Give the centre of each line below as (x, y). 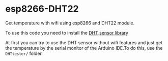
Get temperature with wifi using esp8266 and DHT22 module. (70, 23)
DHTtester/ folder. (24, 53)
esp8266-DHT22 (42, 9)
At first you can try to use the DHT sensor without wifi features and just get (84, 42)
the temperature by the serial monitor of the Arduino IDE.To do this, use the (84, 48)
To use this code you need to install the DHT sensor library (67, 33)
